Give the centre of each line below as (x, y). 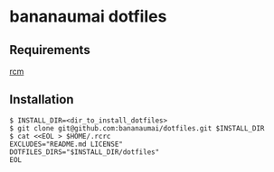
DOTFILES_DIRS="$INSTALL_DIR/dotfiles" (85, 152)
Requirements (50, 50)
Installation (42, 100)
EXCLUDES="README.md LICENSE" (66, 144)
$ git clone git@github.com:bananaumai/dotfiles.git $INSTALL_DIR (137, 128)
